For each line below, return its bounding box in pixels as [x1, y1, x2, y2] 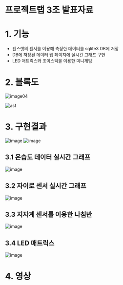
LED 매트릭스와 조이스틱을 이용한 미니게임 [12, 58, 92, 64]
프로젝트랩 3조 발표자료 [5, 4, 94, 16]
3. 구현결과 [5, 122, 47, 132]
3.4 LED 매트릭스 [5, 239, 55, 247]
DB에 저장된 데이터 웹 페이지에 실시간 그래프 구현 [12, 52, 106, 58]
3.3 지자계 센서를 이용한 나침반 [5, 210, 92, 219]
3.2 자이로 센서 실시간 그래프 [5, 182, 86, 190]
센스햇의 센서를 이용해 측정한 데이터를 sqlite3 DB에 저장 [12, 46, 119, 52]
